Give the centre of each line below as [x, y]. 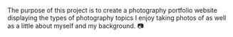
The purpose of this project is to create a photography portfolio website [112, 10]
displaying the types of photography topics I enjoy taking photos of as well [117, 18]
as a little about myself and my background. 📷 [76, 26]
